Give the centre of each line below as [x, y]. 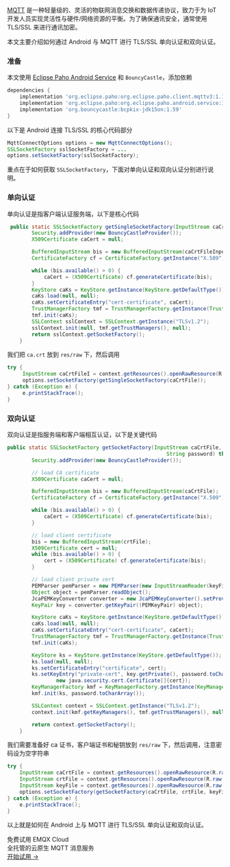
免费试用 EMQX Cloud [38, 840]
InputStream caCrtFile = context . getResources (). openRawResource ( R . [119, 773]
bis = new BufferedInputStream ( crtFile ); [92, 541]
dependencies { [29, 90]
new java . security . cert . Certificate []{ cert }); [124, 681]
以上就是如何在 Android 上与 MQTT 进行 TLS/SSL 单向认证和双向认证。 [107, 825]
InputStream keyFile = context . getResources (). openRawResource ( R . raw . [122, 786]
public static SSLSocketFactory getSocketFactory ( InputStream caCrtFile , [115, 448]
